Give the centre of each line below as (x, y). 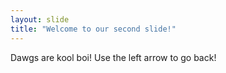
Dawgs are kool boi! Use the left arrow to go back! (113, 57)
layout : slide (40, 19)
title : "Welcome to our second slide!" (93, 29)
